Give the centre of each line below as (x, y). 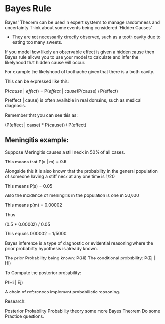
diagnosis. (16, 105)
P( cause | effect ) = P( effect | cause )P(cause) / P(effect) (62, 91)
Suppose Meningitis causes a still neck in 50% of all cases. (65, 152)
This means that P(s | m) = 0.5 (36, 162)
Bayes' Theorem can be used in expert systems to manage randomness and (82, 22)
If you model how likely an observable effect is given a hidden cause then (80, 52)
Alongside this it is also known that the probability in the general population (81, 171)
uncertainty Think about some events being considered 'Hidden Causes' (79, 27)
